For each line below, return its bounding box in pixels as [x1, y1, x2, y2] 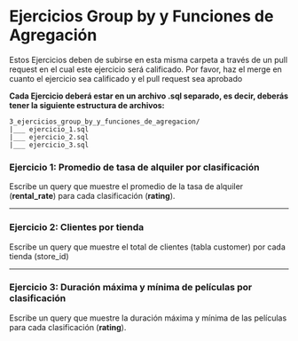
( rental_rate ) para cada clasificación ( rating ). [9, 191, 176, 202]
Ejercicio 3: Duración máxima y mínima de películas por [9, 282, 253, 294]
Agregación [9, 25, 98, 45]
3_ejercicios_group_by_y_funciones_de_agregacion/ [9, 117, 200, 126]
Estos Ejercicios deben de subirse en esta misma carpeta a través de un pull [9, 54, 288, 65]
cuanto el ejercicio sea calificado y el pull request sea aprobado [9, 73, 243, 83]
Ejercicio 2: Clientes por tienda [9, 221, 145, 234]
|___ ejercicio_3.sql [9, 140, 90, 149]
